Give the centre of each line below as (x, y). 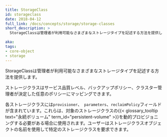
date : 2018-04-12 (23, 19)
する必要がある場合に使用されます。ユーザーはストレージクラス (79, 123)
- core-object (20, 51)
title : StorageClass (27, 10)
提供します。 (27, 77)
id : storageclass (23, 14)
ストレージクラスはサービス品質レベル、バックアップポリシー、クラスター (82, 87)
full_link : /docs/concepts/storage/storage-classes (60, 24)
